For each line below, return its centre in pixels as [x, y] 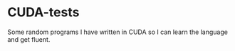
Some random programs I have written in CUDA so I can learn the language [117, 32]
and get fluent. [29, 39]
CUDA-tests [43, 12]
